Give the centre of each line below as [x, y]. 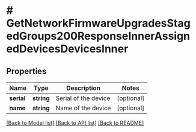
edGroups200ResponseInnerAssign [98, 36]
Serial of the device [83, 98]
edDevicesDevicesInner [67, 49]
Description [83, 88]
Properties [26, 71]
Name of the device [83, 108]
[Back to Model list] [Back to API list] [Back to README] [75, 123]
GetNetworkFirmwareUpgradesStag [98, 23]
